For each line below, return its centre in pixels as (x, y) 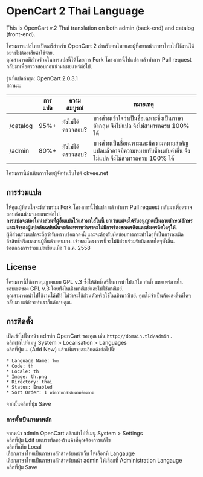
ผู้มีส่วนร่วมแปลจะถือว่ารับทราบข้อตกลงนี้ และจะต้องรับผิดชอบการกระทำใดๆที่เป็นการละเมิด (95, 234)
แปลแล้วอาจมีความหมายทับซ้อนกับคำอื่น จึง (142, 150)
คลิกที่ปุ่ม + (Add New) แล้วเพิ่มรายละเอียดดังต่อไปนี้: (61, 350)
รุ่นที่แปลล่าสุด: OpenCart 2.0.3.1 (42, 78)
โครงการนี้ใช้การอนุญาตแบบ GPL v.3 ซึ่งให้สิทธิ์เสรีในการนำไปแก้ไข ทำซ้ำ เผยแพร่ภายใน (95, 281)
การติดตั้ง (20, 321)
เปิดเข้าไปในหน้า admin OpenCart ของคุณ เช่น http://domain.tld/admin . (89, 336)
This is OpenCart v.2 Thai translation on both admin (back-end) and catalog (100, 28)
